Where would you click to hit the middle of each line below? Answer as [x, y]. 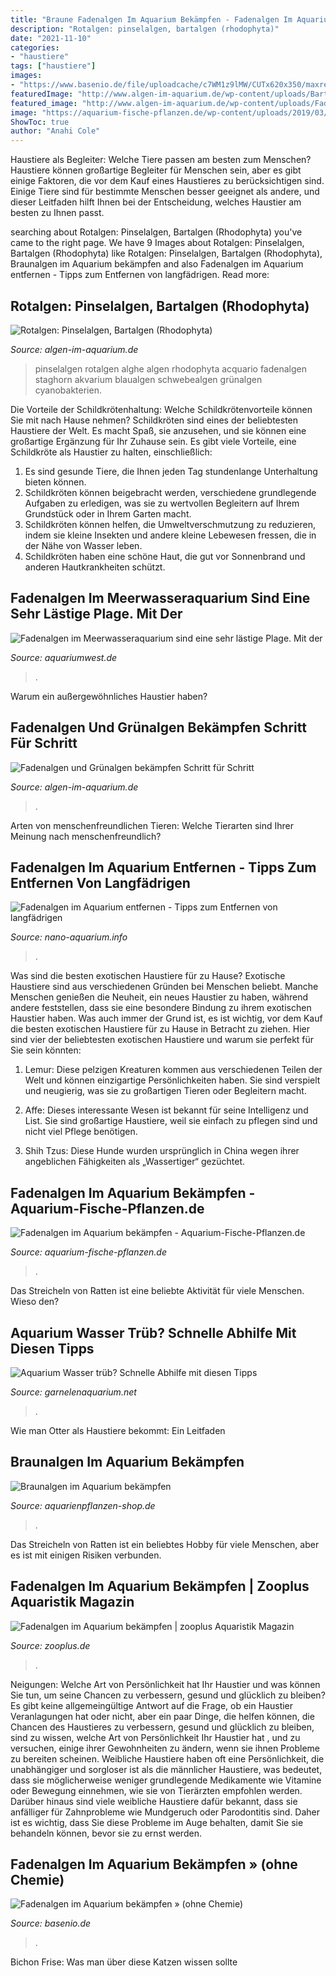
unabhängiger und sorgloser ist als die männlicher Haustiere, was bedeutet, [166, 1769]
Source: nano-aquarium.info [69, 937]
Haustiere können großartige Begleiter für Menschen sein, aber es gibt [156, 170]
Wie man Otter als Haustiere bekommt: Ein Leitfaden [118, 1430]
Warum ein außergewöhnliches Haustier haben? [109, 696]
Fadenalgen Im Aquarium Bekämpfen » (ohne [154, 1864]
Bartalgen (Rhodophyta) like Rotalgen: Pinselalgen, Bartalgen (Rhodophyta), [166, 253]
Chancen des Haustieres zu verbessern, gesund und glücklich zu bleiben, [162, 1727]
